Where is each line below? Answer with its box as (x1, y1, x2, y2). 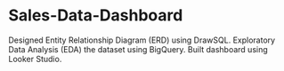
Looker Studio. (8, 53, 62, 64)
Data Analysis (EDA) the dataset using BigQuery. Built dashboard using (8, 43, 268, 54)
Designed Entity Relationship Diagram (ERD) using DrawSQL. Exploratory (8, 35, 276, 45)
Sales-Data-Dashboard (8, 5, 183, 26)
